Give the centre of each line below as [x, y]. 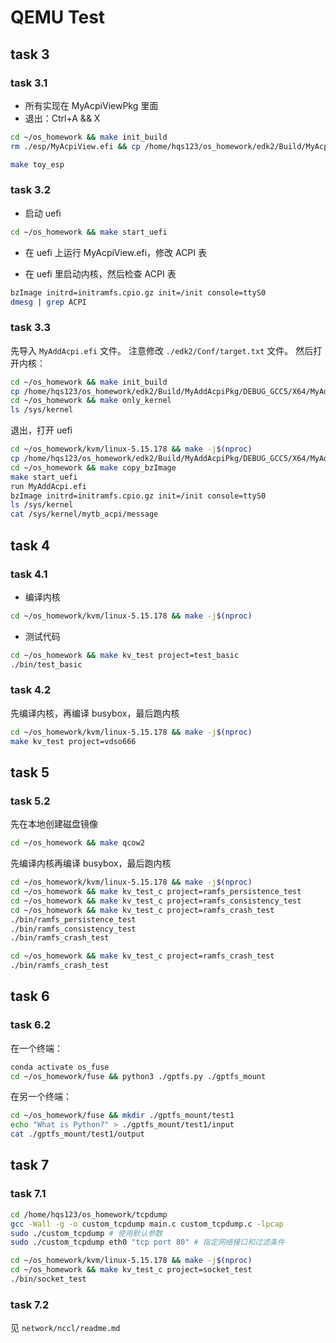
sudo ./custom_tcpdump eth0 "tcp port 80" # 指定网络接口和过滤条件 [147, 1242]
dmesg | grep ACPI [48, 302]
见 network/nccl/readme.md [65, 1328]
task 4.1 [29, 574]
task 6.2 [30, 1025]
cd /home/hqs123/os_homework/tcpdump [89, 1214]
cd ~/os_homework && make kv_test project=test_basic [125, 655]
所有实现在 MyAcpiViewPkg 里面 [91, 105]
